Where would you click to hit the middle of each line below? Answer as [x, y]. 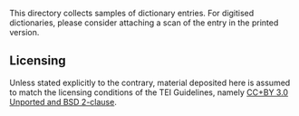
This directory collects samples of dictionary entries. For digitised [132, 13]
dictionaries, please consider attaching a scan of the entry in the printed [144, 23]
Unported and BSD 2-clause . [63, 101]
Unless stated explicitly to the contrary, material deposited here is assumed [150, 82]
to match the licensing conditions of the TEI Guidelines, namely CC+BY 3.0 [149, 92]
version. [24, 32]
